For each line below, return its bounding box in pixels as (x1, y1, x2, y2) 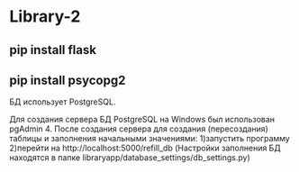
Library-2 (9, 6, 81, 27)
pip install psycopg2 (9, 72, 126, 87)
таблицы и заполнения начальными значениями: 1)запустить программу (9, 133, 290, 144)
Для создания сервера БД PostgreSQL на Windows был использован (9, 114, 276, 125)
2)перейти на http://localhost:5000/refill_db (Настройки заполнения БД (9, 142, 281, 154)
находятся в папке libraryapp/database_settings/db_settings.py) (9, 152, 250, 163)
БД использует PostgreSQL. (9, 96, 116, 107)
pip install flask (9, 42, 97, 58)
